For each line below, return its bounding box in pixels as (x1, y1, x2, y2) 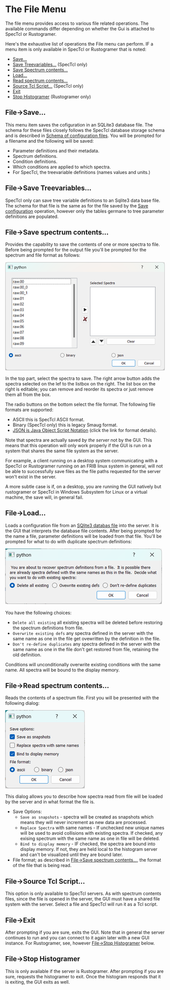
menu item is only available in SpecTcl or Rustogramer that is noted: (5, 46, 147, 52)
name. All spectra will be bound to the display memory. (5, 667, 120, 673)
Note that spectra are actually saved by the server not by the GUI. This (5, 437, 152, 443)
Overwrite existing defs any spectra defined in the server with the (12, 630, 153, 636)
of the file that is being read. (12, 863, 72, 869)
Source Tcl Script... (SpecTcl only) (12, 82, 83, 89)
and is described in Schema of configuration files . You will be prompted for (5, 133, 162, 139)
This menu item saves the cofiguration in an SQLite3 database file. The (5, 121, 153, 127)
